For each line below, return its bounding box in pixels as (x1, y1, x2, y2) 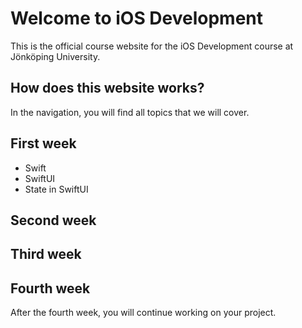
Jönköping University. (10, 50, 101, 62)
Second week (10, 212, 97, 229)
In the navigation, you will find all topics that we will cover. (10, 106, 250, 118)
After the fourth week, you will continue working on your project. (10, 307, 277, 319)
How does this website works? (10, 80, 205, 97)
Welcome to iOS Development (10, 7, 264, 30)
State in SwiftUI (24, 183, 89, 195)
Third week (10, 246, 82, 263)
